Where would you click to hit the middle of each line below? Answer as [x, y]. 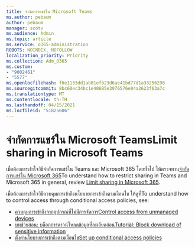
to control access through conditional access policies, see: [78, 200]
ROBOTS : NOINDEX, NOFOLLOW [39, 50]
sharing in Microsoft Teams [75, 153]
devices [24, 219]
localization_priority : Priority [47, 56]
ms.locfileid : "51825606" [38, 110]
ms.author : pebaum [29, 17]
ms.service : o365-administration [47, 45]
